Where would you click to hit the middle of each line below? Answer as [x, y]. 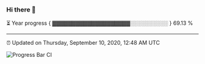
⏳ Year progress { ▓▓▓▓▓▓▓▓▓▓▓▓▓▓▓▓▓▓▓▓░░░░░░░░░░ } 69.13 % [100, 23]
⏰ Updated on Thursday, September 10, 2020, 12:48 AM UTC [83, 43]
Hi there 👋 [21, 10]
